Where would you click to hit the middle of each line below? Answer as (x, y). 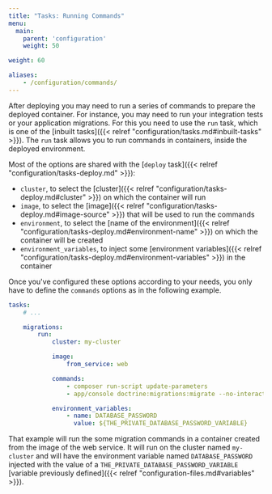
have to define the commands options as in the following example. (115, 290)
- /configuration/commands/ (70, 82)
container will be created (62, 240)
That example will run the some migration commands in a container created (134, 439)
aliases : (23, 75)
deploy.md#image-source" (65, 214)
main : (25, 31)
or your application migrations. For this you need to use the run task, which (133, 123)
